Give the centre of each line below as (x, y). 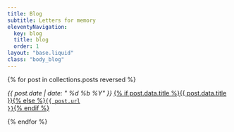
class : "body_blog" (36, 60)
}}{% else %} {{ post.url (44, 100)
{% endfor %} (27, 121)
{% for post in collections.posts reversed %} (72, 79)
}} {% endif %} (29, 108)
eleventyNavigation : (38, 27)
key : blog (28, 33)
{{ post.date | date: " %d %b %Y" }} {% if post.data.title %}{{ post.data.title (117, 93)
